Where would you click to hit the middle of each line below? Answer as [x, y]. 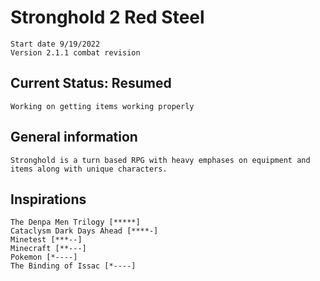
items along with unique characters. [89, 169]
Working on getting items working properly [102, 106]
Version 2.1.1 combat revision [75, 52]
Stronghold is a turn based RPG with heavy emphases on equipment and [160, 160]
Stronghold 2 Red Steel [107, 17]
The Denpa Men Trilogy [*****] [75, 222]
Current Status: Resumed [91, 83]
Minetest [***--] [46, 240]
